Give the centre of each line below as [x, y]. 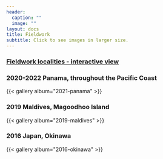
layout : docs [23, 29]
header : [16, 12]
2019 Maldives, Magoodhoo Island [58, 107]
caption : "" [27, 18]
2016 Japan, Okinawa [39, 136]
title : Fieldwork [28, 35]
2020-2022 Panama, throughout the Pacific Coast [82, 78]
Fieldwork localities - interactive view [63, 62]
